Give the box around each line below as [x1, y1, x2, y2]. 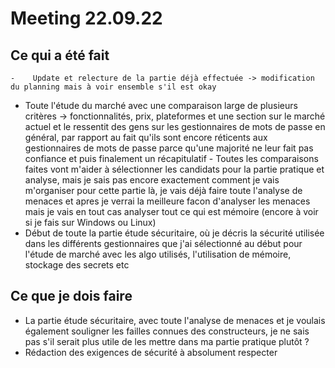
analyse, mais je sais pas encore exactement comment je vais [24, 174, 280, 186]
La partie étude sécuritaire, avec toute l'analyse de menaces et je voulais [24, 314, 326, 326]
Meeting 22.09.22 [10, 7, 163, 30]
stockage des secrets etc [24, 259, 130, 271]
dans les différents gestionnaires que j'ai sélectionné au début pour [24, 238, 303, 249]
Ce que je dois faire [10, 288, 133, 305]
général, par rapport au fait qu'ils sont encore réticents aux [24, 132, 268, 143]
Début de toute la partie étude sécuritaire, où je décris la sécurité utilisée [24, 227, 325, 239]
